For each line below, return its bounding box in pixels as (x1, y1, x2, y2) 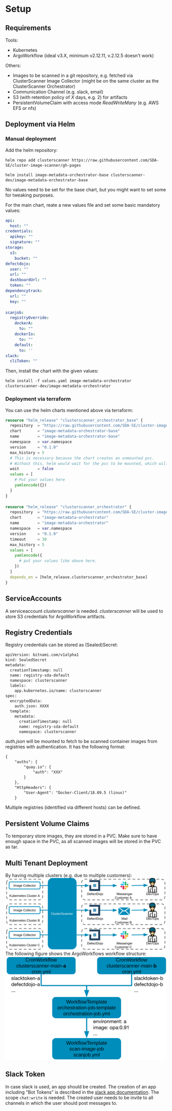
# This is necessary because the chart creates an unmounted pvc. (10, 455, 155, 461)
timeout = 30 (10, 537, 47, 542)
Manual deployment (5, 135, 56, 143)
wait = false (10, 466, 54, 472)
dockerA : (14, 321, 33, 326)
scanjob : (5, 310, 24, 315)
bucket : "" (14, 256, 38, 261)
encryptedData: (10, 698, 42, 704)
